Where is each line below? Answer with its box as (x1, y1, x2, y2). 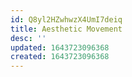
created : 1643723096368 (10, 52, 110, 62)
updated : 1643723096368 (10, 42, 110, 53)
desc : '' (10, 33, 47, 43)
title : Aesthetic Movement (10, 24, 123, 34)
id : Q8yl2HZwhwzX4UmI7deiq (10, 14, 123, 25)
